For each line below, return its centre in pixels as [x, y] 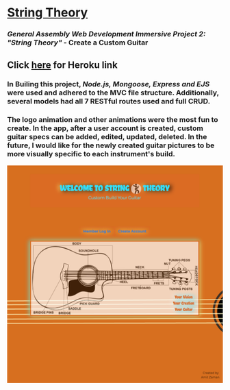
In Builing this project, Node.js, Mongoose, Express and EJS [108, 84]
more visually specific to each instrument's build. [91, 154]
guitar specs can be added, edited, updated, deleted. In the [107, 137]
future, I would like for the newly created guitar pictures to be [111, 145]
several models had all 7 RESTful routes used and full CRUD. [109, 101]
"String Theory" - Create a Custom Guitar [78, 42]
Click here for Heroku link [62, 65]
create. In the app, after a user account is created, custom [105, 128]
